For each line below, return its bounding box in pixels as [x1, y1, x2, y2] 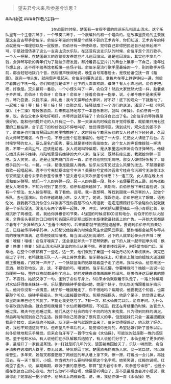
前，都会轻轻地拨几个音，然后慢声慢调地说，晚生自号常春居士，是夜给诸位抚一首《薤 [5, 70, 157, 76]
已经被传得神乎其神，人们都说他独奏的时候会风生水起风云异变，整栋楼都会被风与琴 [12, 228, 161, 233]
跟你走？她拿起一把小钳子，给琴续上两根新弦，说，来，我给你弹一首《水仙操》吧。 [5, 374, 154, 379]
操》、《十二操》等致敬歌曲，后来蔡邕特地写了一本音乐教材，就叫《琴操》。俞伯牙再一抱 [5, 108, 159, 113]
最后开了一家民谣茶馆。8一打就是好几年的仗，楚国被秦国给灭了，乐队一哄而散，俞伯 [12, 342, 163, 347]
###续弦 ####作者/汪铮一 [5, 16, 60, 22]
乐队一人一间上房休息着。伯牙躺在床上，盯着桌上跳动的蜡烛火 [43, 255, 154, 260]
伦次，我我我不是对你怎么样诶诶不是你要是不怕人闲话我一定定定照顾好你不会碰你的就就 [5, 201, 161, 206]
